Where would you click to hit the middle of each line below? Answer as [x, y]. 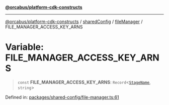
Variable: [25, 47]
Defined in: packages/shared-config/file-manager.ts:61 [62, 97]
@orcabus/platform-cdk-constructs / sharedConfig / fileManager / [74, 21]
